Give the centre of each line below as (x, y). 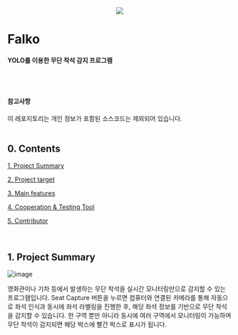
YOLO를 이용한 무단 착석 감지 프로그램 (60, 60)
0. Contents (34, 148)
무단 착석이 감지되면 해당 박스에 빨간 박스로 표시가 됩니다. (87, 324)
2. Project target (31, 180)
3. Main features (31, 193)
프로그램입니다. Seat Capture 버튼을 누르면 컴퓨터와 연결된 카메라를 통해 (108, 298)
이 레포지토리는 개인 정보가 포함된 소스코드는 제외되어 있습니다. (95, 118)
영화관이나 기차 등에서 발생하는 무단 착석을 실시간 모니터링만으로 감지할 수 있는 (117, 289)
